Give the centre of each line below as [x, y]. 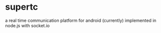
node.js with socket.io [27, 25]
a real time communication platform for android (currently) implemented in [81, 20]
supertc [22, 7]
